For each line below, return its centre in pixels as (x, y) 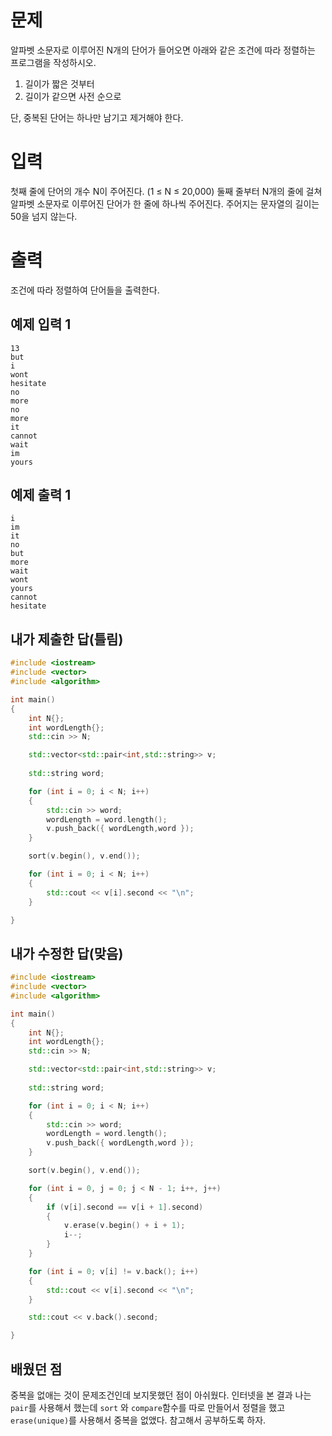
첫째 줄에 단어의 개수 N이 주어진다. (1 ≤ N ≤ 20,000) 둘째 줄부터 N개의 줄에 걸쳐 (166, 191)
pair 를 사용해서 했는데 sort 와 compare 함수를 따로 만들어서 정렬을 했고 (148, 1407)
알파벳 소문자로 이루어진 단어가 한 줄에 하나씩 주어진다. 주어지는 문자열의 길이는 (165, 203)
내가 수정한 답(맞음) (67, 953)
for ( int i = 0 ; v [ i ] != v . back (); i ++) (113, 1271)
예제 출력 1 (41, 495)
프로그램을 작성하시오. (53, 62)
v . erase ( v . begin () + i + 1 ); (124, 1226)
